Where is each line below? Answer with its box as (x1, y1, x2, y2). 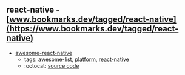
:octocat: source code (24, 62, 79, 69)
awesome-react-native (15, 49, 73, 56)
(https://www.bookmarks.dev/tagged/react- (6, 24, 179, 34)
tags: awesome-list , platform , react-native (24, 56, 129, 63)
